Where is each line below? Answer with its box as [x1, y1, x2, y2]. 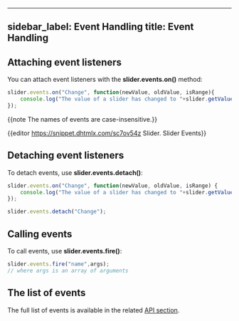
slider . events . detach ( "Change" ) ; [7, 208, 107, 216]
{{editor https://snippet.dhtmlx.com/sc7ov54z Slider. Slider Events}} [7, 129, 207, 137]
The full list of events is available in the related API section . [7, 305, 180, 314]
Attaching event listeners [7, 56, 122, 68]
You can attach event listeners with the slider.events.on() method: [7, 75, 203, 84]
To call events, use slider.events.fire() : [7, 246, 122, 255]
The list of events [7, 287, 86, 299]
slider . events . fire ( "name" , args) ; [7, 261, 110, 268]
